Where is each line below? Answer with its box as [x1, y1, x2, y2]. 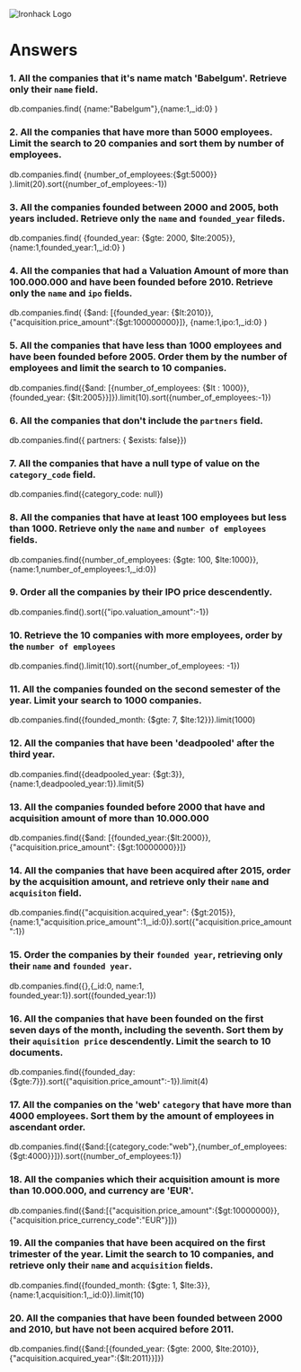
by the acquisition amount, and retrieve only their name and [9, 875, 270, 888]
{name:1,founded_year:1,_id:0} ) [9, 243, 126, 253]
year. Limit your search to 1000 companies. [9, 695, 202, 707]
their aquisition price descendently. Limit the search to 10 [9, 1034, 271, 1047]
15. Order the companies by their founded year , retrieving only [9, 949, 283, 961]
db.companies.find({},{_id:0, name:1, [9, 980, 145, 991]
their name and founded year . [9, 960, 133, 972]
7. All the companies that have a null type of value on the [9, 456, 261, 469]
